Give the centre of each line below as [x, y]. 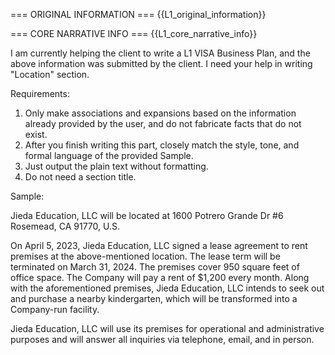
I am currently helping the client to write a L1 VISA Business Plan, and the [160, 53]
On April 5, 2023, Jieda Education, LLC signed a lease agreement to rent [159, 245]
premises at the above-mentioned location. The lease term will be [145, 256]
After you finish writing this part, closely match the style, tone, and [162, 145]
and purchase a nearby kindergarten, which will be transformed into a [154, 298]
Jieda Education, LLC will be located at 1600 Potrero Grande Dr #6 [147, 215]
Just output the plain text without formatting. [116, 166]
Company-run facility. [55, 309]
